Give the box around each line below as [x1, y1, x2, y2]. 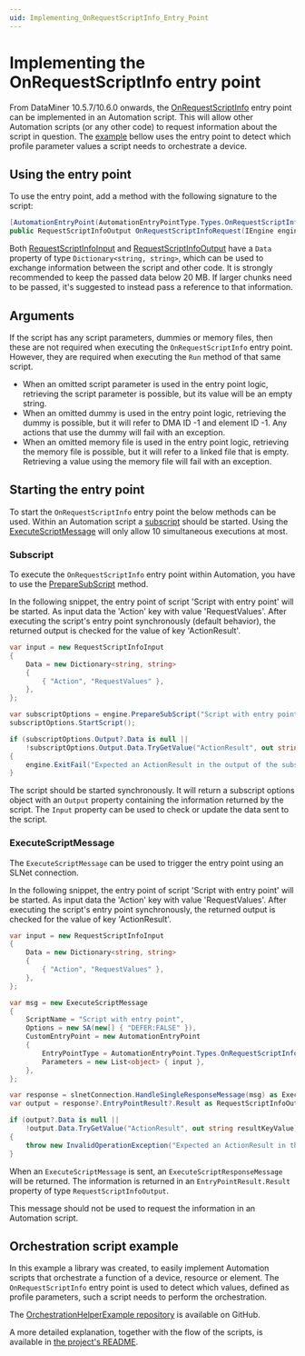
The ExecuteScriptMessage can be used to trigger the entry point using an [9, 857, 284, 868]
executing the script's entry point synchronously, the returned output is [9, 903, 276, 914]
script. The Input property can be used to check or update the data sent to [9, 804, 289, 815]
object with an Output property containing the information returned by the [9, 794, 284, 805]
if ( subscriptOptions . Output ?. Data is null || [9, 734, 189, 743]
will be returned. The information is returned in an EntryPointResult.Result [9, 1175, 290, 1186]
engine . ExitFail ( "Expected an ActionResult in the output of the [25, 760, 279, 769]
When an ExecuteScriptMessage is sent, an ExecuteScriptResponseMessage [9, 1165, 283, 1177]
